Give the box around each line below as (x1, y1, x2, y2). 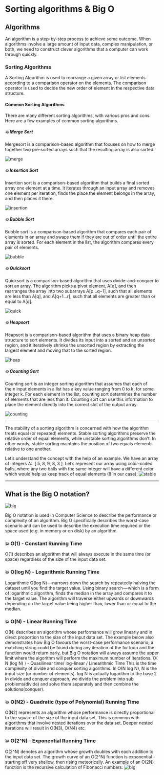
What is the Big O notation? (5, 490, 90, 498)
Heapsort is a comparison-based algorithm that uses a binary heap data (5, 332, 150, 338)
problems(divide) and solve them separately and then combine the (5, 681, 139, 687)
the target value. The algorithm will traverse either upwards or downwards (5, 595, 154, 601)
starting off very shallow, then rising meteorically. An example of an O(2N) (5, 759, 154, 765)
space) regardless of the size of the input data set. (5, 556, 106, 562)
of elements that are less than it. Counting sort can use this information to (5, 396, 153, 402)
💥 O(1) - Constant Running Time (5, 540, 82, 547)
